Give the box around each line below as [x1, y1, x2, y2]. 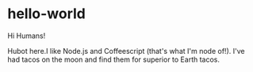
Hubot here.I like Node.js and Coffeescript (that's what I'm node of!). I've [7, 46, 245, 55]
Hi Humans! [7, 31, 46, 40]
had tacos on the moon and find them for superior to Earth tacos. [7, 55, 220, 64]
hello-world [7, 5, 86, 23]
